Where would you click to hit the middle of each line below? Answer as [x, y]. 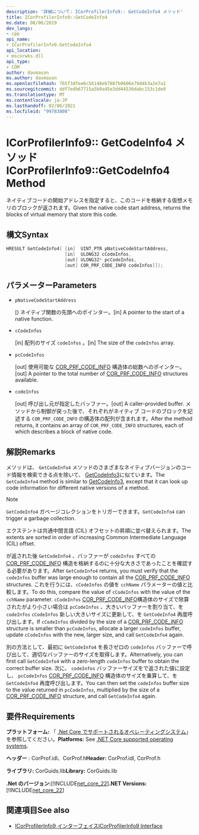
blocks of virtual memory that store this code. [62, 214]
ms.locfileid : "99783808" [38, 111]
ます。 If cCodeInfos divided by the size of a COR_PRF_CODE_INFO [102, 622]
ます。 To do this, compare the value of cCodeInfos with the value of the [103, 592]
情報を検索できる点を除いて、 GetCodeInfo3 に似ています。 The [88, 475]
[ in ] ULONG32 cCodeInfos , [98, 254]
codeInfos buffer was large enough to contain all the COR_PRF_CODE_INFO [98, 577]
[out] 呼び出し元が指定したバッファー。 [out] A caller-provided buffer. [99, 404]
